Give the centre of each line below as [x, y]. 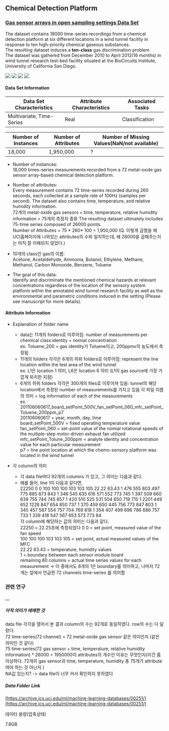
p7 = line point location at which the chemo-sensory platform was [88, 450]
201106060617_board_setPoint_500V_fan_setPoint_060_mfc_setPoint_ [92, 407]
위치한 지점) [41, 377]
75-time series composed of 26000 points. [57, 224]
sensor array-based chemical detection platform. [63, 175]
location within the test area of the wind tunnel [68, 365]
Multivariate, [22, 116]
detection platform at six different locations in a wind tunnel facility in [77, 39]
